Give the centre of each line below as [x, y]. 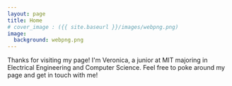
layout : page [27, 14]
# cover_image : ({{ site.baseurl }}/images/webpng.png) [93, 27]
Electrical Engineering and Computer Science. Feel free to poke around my [116, 68]
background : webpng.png [48, 40]
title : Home [25, 20]
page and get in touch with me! [53, 75]
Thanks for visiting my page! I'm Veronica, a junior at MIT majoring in [108, 60]
